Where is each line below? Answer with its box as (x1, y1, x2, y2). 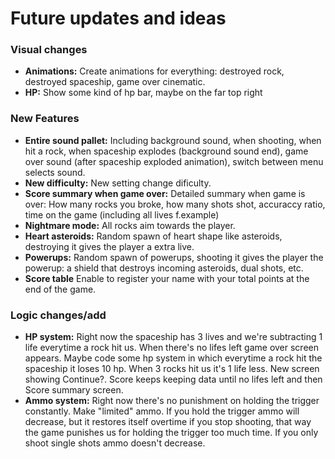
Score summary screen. (24, 384, 124, 396)
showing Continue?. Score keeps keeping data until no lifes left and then (24, 373, 323, 386)
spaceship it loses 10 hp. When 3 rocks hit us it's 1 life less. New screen (24, 363, 320, 375)
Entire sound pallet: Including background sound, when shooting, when (24, 134, 322, 146)
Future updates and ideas (10, 7, 227, 30)
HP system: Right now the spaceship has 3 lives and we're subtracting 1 (24, 331, 323, 343)
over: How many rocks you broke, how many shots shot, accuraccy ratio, (24, 198, 326, 210)
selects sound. (24, 166, 86, 178)
